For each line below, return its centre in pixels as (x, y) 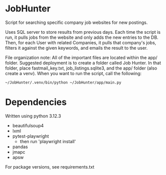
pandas (20, 147)
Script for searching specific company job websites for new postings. (77, 22)
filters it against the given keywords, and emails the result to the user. (77, 48)
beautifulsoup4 (28, 125)
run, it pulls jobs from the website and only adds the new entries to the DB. (82, 37)
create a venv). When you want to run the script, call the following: (74, 73)
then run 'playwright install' (48, 141)
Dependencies (36, 102)
